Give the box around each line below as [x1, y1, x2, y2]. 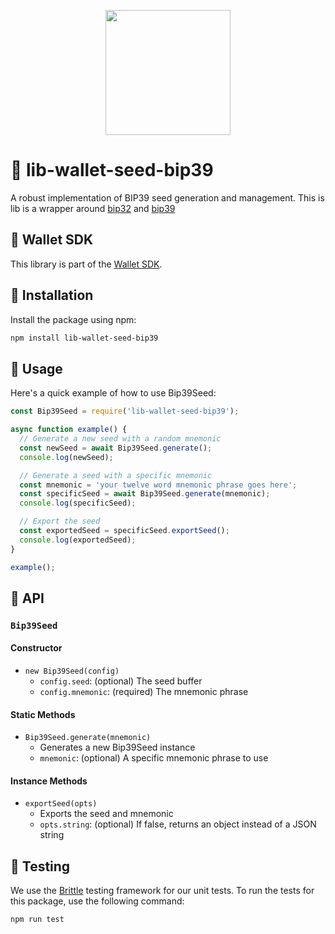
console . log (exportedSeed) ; [19, 535, 137, 545]
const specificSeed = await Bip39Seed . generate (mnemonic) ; [19, 489, 271, 499]
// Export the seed [19, 516, 101, 527]
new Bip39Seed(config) [24, 666, 120, 677]
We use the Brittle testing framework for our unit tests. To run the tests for [10, 885, 315, 897]
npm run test [10, 915, 65, 925]
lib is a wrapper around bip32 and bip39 [10, 202, 176, 214]
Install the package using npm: [10, 313, 137, 325]
